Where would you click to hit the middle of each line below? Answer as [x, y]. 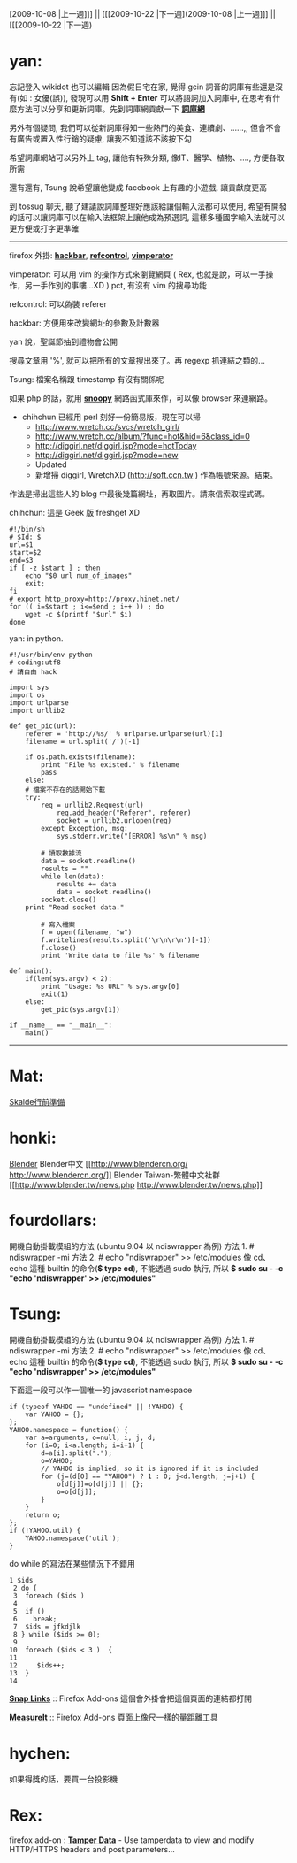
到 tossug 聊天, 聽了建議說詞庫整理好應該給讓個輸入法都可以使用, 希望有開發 [148, 206]
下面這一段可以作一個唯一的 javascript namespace [101, 1390]
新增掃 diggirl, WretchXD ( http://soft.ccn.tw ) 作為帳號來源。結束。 [156, 475]
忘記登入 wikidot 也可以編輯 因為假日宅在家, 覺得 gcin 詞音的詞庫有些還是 [142, 87]
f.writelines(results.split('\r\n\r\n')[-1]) [126, 940]
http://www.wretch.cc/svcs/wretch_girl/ [107, 426]
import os [27, 695]
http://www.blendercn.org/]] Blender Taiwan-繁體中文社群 [115, 1175]
